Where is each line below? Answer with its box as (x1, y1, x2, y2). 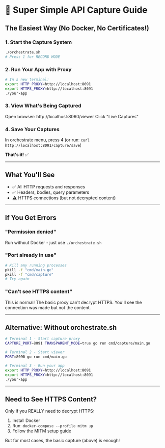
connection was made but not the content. (5, 304, 91, 311)
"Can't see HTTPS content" (5, 288, 73, 295)
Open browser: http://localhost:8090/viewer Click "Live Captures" (5, 113, 139, 119)
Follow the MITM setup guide (12, 428, 72, 434)
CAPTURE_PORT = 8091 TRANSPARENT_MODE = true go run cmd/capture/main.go (5, 341, 151, 346)
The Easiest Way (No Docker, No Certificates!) (5, 24, 149, 32)
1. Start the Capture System (5, 39, 72, 46)
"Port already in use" (5, 252, 56, 259)
